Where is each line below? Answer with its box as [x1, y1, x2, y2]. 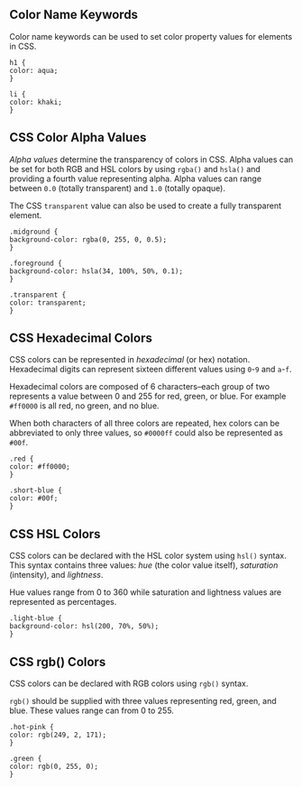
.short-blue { [9, 486, 63, 495]
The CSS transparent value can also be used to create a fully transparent [9, 200, 282, 211]
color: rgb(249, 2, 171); [9, 730, 106, 740]
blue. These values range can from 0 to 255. [9, 705, 174, 716]
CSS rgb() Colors [9, 654, 106, 670]
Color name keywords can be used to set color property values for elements [9, 31, 293, 41]
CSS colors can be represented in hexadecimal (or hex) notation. [9, 354, 251, 365]
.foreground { [9, 259, 63, 268]
